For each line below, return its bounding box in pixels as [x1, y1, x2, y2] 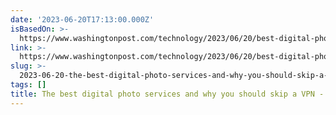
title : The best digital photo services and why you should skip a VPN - [10, 89, 325, 99]
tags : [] [10, 80, 47, 90]
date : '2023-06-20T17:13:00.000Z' [10, 14, 155, 25]
